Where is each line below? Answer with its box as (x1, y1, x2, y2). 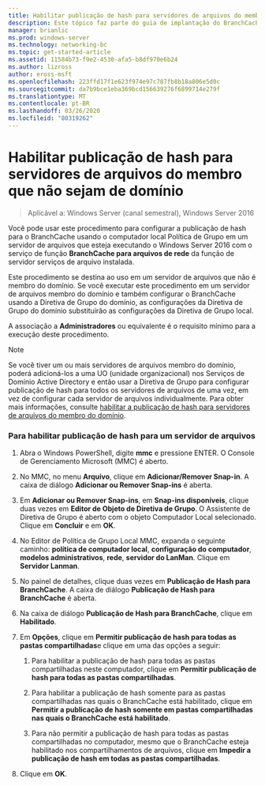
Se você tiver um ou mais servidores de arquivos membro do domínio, (8, 360, 237, 370)
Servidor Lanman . (19, 562, 80, 571)
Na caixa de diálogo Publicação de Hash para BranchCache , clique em (19, 609, 252, 619)
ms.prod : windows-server (8, 33, 90, 42)
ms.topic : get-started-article (8, 48, 111, 56)
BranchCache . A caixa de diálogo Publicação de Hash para (19, 585, 215, 595)
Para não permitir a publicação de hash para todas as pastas (31, 728, 230, 739)
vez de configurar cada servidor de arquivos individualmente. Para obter (8, 393, 244, 403)
